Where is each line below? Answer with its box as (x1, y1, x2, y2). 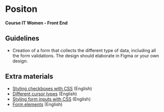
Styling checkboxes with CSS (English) (12, 85, 92, 91)
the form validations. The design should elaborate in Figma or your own (12, 53, 160, 58)
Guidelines (5, 34, 39, 43)
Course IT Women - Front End (5, 20, 68, 26)
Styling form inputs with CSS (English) (12, 96, 91, 102)
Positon (5, 3, 37, 15)
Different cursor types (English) (12, 91, 77, 97)
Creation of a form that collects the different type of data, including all (12, 47, 156, 53)
